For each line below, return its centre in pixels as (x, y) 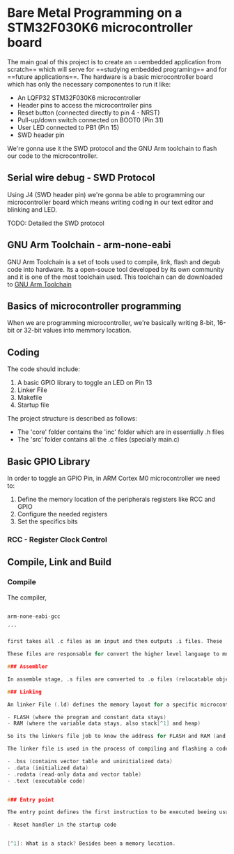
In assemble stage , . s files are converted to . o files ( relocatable (110, 679)
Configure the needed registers (62, 514)
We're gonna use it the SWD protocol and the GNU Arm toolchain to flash (112, 148)
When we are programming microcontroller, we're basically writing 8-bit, (111, 323)
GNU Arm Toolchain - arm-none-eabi (89, 245)
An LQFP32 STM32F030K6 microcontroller (79, 97)
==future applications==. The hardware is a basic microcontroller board (110, 77)
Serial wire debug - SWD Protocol (81, 178)
